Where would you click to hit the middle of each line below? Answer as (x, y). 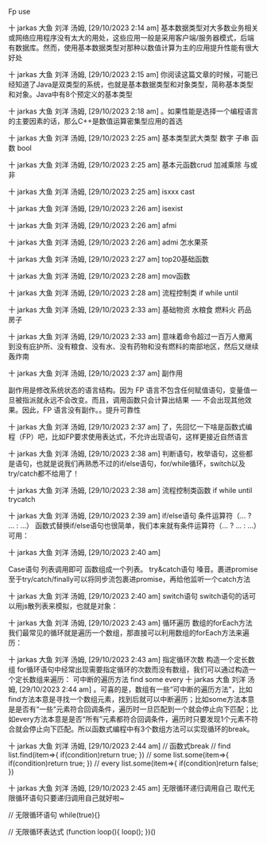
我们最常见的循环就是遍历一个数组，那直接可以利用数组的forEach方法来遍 (129, 633)
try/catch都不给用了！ (44, 473)
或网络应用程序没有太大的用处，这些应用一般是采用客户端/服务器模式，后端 (132, 38)
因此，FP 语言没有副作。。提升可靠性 (81, 410)
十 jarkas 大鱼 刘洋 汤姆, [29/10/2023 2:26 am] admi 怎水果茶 (108, 242)
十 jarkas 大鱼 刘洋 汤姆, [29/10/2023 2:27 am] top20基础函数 (108, 259)
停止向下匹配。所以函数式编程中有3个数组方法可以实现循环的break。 (141, 729)
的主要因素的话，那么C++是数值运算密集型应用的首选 (95, 121)
